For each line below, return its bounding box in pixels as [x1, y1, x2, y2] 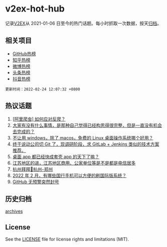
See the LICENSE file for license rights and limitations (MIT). [5, 236, 129, 242]
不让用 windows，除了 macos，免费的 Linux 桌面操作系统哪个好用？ [12, 135, 153, 141]
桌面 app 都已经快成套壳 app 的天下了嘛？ [12, 154, 99, 160]
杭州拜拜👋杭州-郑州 [12, 166, 53, 172]
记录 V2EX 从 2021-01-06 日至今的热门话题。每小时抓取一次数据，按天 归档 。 [5, 20, 162, 26]
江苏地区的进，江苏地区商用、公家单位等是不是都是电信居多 [12, 160, 136, 166]
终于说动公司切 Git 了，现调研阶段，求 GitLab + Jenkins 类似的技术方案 [12, 141, 159, 147]
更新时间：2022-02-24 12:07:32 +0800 [5, 86, 80, 92]
